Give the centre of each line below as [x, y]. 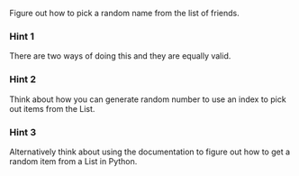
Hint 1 [22, 36]
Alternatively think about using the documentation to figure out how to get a [150, 152]
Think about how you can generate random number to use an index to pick [148, 99]
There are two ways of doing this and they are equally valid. [120, 56]
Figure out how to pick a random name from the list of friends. [125, 13]
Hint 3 [23, 132]
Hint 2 [23, 79]
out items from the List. [52, 108]
